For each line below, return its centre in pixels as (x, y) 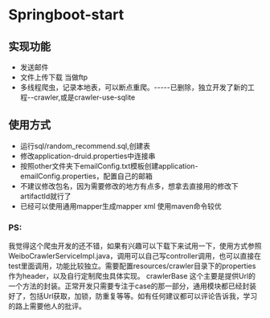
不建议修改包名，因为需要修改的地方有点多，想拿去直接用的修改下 (129, 185)
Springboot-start (66, 15)
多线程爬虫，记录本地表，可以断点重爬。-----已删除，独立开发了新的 (133, 87)
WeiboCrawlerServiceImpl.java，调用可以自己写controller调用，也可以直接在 (135, 256)
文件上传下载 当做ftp (54, 77)
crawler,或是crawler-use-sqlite (84, 97)
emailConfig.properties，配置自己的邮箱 (86, 176)
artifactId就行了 (45, 196)
